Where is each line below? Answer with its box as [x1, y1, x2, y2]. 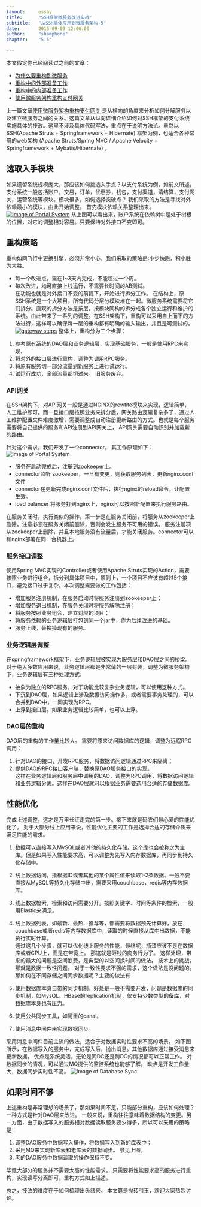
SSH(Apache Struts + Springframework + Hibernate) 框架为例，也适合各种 [6, 129, 190, 137]
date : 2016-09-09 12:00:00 [6, 25, 90, 32]
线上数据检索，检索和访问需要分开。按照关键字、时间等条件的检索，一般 [14, 899, 193, 906]
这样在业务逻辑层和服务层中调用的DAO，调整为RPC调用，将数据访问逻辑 [14, 772, 194, 779]
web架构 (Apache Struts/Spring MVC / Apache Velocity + [16, 137, 158, 144]
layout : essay [6, 8, 52, 15]
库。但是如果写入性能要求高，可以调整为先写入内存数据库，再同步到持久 [14, 851, 193, 858]
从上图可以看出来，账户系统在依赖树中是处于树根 [71, 210, 192, 218]
